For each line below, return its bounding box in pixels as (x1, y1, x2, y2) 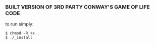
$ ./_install (5, 35, 33, 40)
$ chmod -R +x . (5, 31, 39, 36)
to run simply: (5, 21, 34, 27)
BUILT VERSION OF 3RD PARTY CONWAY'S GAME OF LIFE (5, 3, 150, 10)
